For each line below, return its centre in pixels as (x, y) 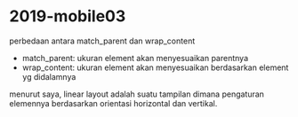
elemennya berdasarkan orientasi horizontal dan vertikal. (113, 103)
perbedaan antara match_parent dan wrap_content (102, 41)
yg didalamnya (49, 76)
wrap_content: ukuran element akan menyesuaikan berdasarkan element (155, 67)
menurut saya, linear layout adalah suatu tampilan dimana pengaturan (137, 94)
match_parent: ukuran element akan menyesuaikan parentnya (135, 58)
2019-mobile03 (68, 16)
